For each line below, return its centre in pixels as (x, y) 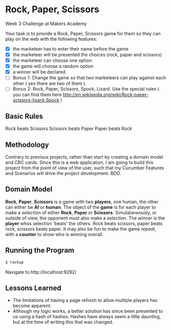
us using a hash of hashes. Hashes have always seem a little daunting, (87, 317)
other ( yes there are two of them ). (50, 83)
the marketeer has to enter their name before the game (70, 49)
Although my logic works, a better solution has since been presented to (88, 311)
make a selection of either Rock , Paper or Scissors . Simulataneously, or (81, 212)
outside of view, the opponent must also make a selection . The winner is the (85, 218)
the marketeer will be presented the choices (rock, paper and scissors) (87, 54)
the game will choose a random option (53, 66)
